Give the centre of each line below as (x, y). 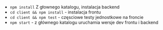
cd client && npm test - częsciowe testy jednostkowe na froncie (77, 17)
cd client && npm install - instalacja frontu (55, 12)
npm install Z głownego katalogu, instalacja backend (65, 7)
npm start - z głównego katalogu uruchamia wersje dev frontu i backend (84, 22)
